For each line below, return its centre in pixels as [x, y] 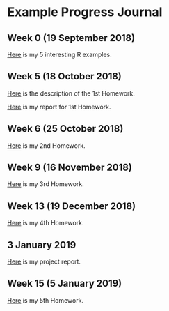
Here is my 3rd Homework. [46, 184]
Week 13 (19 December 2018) [72, 206]
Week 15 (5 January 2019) [65, 283]
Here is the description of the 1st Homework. [71, 93]
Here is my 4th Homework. [46, 223]
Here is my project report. [44, 261]
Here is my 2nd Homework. [46, 145]
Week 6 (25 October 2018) [65, 129]
